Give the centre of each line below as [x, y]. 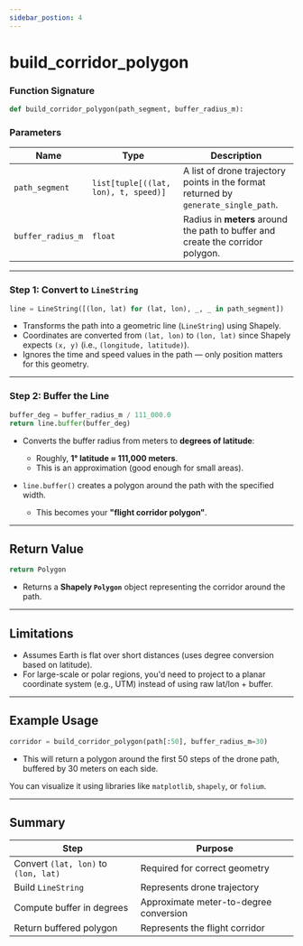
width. [34, 495]
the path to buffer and [230, 231]
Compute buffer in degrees [71, 907]
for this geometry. [55, 364]
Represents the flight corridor [203, 928]
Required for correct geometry [205, 867]
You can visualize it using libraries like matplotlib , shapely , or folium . [138, 785]
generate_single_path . [231, 205]
